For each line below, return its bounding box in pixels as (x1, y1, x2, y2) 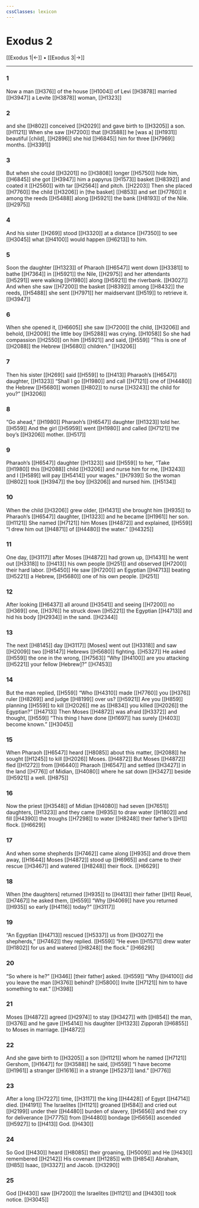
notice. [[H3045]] (6, 1196, 49, 1203)
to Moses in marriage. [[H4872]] (6, 1026, 85, 1033)
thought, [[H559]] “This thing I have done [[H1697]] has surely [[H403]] (6, 714, 181, 721)
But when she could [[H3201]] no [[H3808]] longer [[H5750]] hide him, (6, 170, 179, 177)
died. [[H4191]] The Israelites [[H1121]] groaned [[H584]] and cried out (6, 1102, 177, 1109)
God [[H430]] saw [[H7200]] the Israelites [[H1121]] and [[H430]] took (6, 1190, 176, 1197)
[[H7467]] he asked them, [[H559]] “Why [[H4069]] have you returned (6, 897, 178, 904)
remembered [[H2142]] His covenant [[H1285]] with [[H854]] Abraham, (6, 1155, 179, 1162)
